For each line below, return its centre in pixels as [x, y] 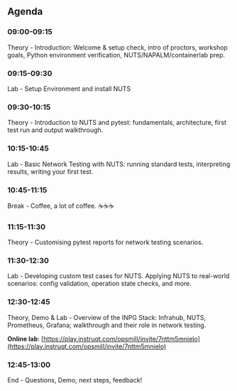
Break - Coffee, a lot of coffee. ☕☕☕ [61, 206]
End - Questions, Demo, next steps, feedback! [75, 380]
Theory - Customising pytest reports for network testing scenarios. [105, 242]
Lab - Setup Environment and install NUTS [69, 89]
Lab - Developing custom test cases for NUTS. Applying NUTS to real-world [118, 276]
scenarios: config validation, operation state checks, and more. [99, 284]
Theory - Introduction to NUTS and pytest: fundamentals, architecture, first [117, 123]
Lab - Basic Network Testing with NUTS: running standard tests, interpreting [119, 164]
